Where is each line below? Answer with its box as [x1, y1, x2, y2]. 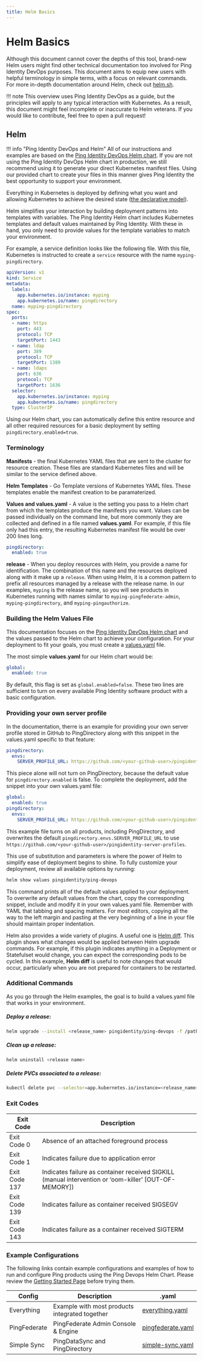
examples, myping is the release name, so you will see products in [6, 586, 169, 594]
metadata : [6, 281, 31, 287]
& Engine [53, 1327, 79, 1336]
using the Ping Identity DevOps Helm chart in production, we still [6, 158, 167, 165]
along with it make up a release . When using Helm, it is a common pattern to [6, 574, 197, 581]
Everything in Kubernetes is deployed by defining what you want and [6, 189, 178, 197]
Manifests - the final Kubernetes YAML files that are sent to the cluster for [6, 457, 192, 465]
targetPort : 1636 [17, 382, 61, 388]
